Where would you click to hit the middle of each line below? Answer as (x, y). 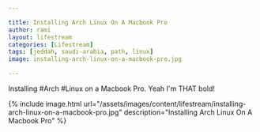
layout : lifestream (40, 37)
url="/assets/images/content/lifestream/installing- (165, 104)
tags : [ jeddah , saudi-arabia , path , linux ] (81, 52)
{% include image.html (45, 104)
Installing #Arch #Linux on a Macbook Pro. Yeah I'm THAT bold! (112, 89)
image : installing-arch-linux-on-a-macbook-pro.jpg (95, 59)
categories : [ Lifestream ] (51, 44)
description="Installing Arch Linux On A (188, 112)
